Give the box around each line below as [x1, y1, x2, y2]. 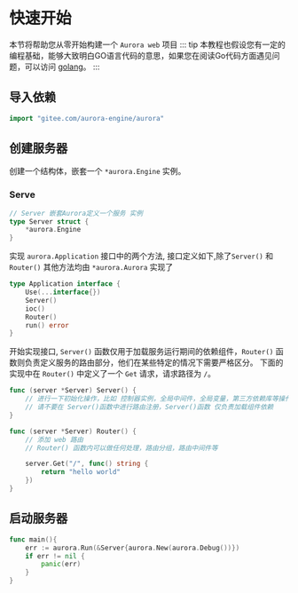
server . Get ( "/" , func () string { [25, 459, 149, 469]
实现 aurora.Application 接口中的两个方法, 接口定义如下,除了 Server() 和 [9, 250, 273, 262]
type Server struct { [9, 217, 90, 226]
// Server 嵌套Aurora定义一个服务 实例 [9, 209, 144, 217]
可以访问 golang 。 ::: [24, 61, 100, 72]
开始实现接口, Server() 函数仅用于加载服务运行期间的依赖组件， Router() [9, 346, 274, 357]
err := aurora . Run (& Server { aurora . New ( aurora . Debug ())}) [25, 543, 240, 552]
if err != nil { [25, 551, 86, 560]
